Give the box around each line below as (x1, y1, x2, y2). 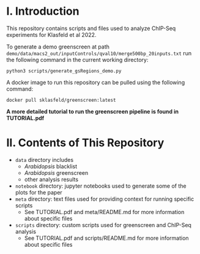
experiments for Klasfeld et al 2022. (6, 31, 97, 38)
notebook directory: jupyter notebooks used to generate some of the (15, 182, 187, 190)
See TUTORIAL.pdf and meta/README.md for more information (24, 208, 185, 215)
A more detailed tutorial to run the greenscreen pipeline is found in (6, 107, 179, 115)
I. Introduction (6, 4, 80, 18)
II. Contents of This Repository (6, 136, 165, 150)
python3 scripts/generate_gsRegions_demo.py (6, 67, 122, 74)
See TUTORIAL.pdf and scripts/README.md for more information (24, 234, 189, 242)
